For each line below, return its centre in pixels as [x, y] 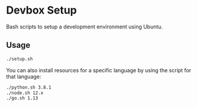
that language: [24, 76]
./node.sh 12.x [25, 93]
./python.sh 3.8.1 [29, 87]
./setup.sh [20, 59]
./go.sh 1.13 [22, 98]
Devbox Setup [41, 10]
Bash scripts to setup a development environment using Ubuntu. [85, 27]
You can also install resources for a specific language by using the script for [99, 70]
